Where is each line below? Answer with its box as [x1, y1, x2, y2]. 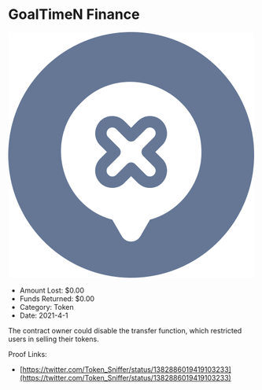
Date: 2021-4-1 [19, 311, 68, 320]
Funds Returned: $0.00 [19, 293, 95, 304]
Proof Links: [8, 349, 47, 359]
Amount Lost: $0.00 [19, 285, 85, 295]
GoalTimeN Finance [8, 6, 140, 24]
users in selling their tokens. [8, 334, 100, 344]
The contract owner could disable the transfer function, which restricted [8, 326, 242, 335]
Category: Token [19, 302, 74, 311]
